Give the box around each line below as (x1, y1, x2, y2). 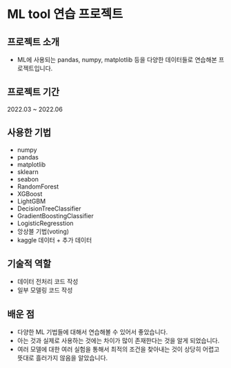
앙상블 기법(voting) (17, 227, 70, 235)
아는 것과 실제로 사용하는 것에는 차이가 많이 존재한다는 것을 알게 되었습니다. (17, 336, 220, 345)
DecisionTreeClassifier (17, 204, 81, 213)
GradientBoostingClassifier (17, 211, 94, 220)
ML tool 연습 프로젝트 (7, 6, 123, 22)
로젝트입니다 (17, 64, 52, 72)
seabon (17, 175, 39, 183)
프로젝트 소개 (7, 36, 60, 48)
